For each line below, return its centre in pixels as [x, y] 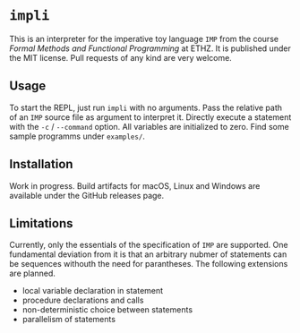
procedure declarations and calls [83, 300]
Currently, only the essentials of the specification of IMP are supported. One [149, 245]
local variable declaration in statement [93, 291]
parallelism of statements [69, 320]
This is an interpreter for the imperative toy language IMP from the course [144, 38]
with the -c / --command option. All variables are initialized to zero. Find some [149, 126]
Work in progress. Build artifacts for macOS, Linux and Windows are [135, 185]
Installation [41, 164]
